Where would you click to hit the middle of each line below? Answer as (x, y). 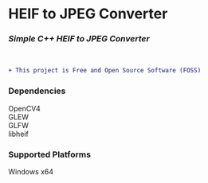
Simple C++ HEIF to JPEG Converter (79, 39)
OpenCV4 (25, 108)
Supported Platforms (50, 154)
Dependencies (37, 91)
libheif (19, 134)
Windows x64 (31, 171)
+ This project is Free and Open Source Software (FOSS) (105, 71)
